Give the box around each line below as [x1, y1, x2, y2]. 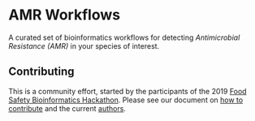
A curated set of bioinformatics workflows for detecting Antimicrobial [8, 32, 240, 42]
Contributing [8, 65, 75, 79]
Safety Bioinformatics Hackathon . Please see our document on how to [8, 95, 244, 105]
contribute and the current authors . [8, 103, 126, 113]
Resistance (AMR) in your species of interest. [8, 41, 160, 50]
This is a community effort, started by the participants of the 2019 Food [8, 86, 247, 96]
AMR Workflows [8, 6, 120, 24]
